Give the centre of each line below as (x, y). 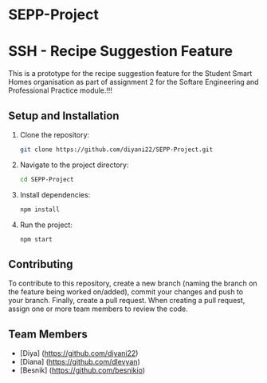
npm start (36, 239)
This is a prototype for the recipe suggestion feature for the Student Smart (130, 74)
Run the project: (46, 225)
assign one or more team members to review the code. (98, 309)
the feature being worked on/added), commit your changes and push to (126, 292)
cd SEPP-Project (47, 179)
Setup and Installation (64, 116)
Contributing (41, 264)
